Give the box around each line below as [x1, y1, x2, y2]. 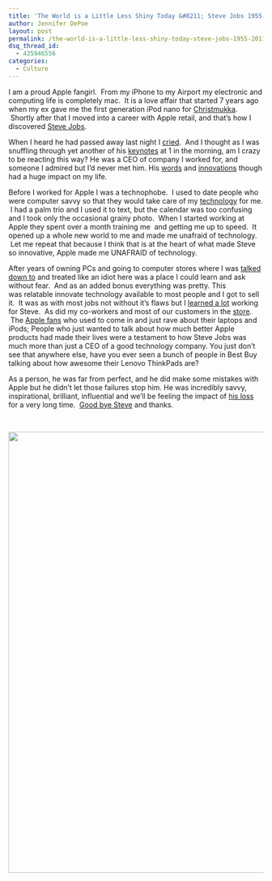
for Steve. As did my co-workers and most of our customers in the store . [8, 306, 253, 316]
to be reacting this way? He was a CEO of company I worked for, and [8, 154, 238, 164]
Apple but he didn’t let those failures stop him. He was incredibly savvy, [8, 382, 247, 392]
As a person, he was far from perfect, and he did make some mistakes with [8, 374, 259, 384]
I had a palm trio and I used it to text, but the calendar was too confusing [10, 204, 253, 214]
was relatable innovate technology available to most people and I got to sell [8, 289, 260, 299]
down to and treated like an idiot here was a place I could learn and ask [8, 272, 246, 281]
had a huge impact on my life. [8, 171, 108, 181]
